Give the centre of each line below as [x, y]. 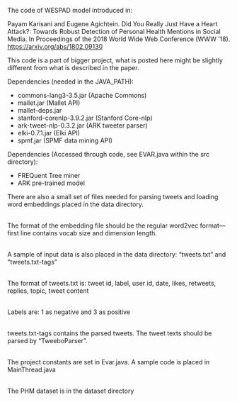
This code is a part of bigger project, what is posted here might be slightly [115, 60]
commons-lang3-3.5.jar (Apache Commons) [82, 95]
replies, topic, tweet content [48, 291]
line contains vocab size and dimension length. [88, 233]
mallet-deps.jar [40, 110]
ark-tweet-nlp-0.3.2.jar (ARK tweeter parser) [82, 125]
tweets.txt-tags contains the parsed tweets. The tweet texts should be [110, 333]
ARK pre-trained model [51, 183]
